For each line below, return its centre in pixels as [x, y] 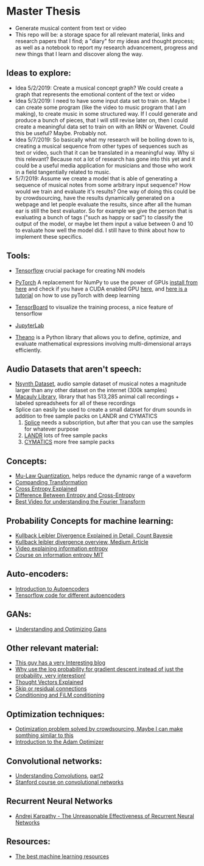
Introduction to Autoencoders [52, 588]
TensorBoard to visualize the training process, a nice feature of [94, 307]
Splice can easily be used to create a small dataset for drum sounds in [103, 410]
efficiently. [28, 350]
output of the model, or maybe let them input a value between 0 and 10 [104, 224]
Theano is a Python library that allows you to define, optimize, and [98, 337]
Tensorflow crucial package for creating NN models [80, 270]
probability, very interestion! [50, 676]
